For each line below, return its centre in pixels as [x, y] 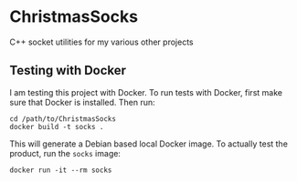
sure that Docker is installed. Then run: [82, 102]
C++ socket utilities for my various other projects [101, 42]
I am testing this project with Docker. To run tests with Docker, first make [146, 92]
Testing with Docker [68, 71]
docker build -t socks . [57, 126]
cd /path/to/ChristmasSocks [63, 119]
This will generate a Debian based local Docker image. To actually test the [148, 144]
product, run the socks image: [65, 153]
